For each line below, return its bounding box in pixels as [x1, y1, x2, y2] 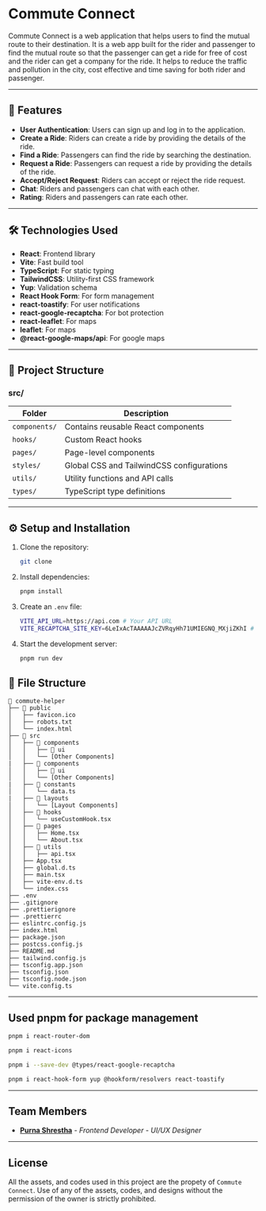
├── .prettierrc [8, 912, 62, 921]
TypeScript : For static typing [19, 265, 115, 275]
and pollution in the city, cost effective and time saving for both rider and [8, 64, 245, 74]
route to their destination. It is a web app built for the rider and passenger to [8, 39, 256, 48]
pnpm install [19, 587, 63, 596]
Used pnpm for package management [8, 1011, 199, 1024]
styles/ [12, 461, 41, 470]
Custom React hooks [64, 434, 142, 445]
